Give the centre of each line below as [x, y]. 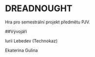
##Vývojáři [16, 31]
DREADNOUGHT [39, 9]
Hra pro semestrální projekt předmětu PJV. [47, 22]
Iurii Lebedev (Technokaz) [31, 41]
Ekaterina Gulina [21, 50]
